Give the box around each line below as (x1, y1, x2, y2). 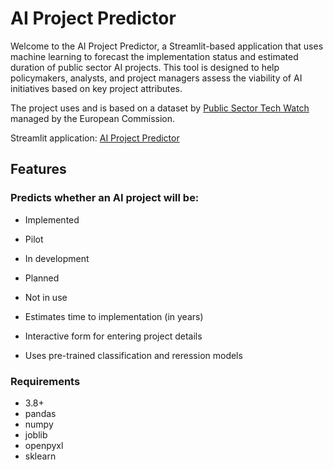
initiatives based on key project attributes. (10, 82, 183, 94)
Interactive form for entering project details (24, 330, 203, 342)
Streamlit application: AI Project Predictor (10, 132, 180, 144)
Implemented (24, 213, 80, 226)
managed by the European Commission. (10, 112, 176, 124)
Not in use (24, 291, 68, 303)
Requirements (10, 374, 81, 388)
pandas (24, 407, 57, 419)
